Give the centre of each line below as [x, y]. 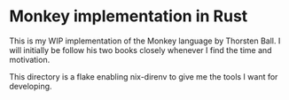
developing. [31, 86]
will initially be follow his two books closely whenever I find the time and [141, 50]
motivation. [30, 59]
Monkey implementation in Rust [129, 16]
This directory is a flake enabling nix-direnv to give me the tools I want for [144, 76]
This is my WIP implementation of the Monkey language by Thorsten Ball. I [145, 41]
